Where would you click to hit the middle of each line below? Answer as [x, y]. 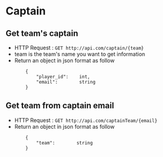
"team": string [65, 143]
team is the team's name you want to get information [80, 54]
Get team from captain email [60, 106]
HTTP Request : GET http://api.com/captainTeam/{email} [86, 120]
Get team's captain [42, 33]
